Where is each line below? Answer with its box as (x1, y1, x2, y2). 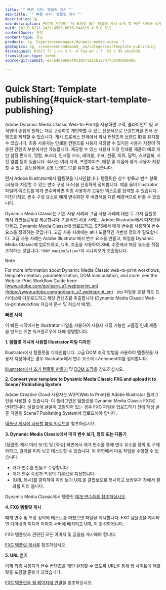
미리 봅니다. (21, 483, 44, 489)
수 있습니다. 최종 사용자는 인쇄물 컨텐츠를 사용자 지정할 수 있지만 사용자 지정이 (5, 140, 156, 146)
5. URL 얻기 (5, 552, 28, 558)
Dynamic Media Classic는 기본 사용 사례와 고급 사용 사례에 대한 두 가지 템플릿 (5, 211, 157, 217)
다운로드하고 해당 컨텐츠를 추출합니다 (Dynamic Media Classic (22, 295, 144, 301)
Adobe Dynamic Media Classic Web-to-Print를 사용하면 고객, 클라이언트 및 (5, 122, 153, 128)
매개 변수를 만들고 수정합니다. (12, 465, 70, 471)
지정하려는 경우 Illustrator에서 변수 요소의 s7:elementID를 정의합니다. (14, 356, 148, 362)
